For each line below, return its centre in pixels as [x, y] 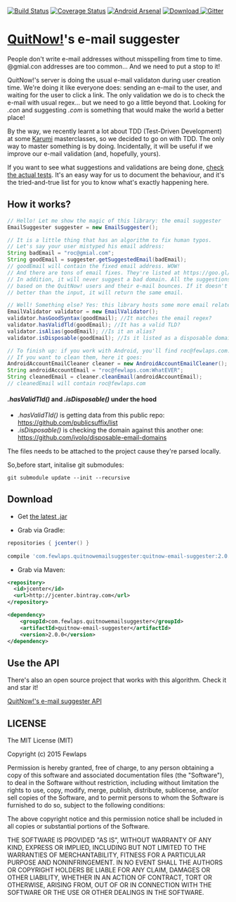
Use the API [33, 663]
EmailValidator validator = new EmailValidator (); [83, 312]
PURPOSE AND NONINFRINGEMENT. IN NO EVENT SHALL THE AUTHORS [115, 863]
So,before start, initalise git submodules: [66, 465]
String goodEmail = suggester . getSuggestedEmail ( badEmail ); [97, 260]
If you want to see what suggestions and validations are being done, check [116, 167]
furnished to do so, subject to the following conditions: [86, 805]
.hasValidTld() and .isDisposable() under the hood [82, 399]
